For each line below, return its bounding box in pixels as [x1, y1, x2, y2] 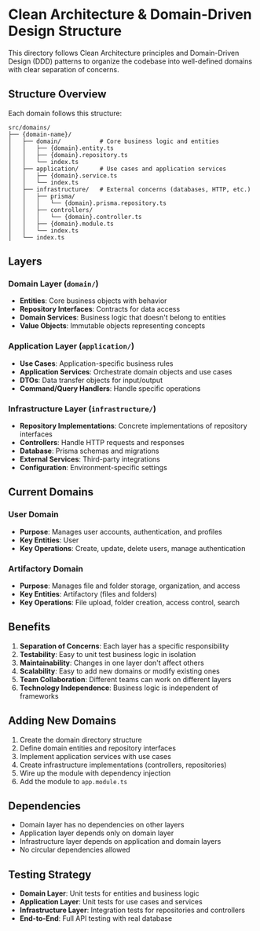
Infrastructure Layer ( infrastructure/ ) [8, 403, 157, 414]
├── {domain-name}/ [8, 130, 72, 138]
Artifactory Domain [8, 563, 84, 574]
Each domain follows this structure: [8, 108, 123, 118]
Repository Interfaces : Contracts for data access [19, 305, 181, 314]
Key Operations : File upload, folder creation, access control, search [19, 598, 240, 608]
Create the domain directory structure [19, 735, 143, 744]
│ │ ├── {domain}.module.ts [8, 220, 114, 228]
